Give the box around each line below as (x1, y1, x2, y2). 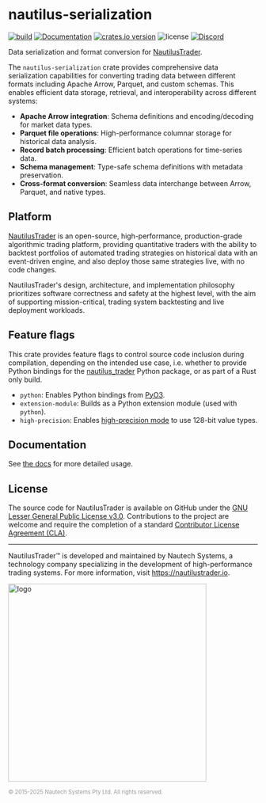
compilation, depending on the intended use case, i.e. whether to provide (8, 358, 247, 367)
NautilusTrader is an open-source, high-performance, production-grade (8, 231, 243, 241)
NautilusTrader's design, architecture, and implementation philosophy (8, 280, 235, 290)
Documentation (8, 438, 87, 451)
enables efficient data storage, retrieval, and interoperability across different (8, 87, 257, 97)
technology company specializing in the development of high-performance (8, 560, 253, 569)
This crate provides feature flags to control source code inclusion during (8, 349, 245, 359)
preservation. (19, 170, 63, 180)
